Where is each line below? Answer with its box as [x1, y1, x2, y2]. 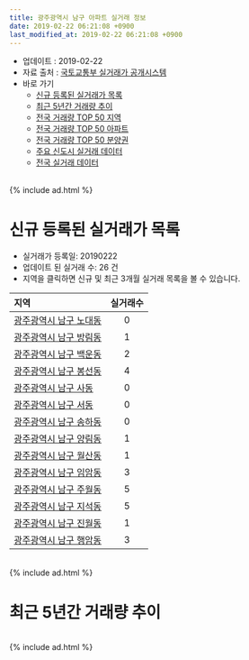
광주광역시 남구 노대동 [13, 315, 102, 327]
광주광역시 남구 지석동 [13, 500, 102, 513]
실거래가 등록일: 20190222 [22, 251, 119, 261]
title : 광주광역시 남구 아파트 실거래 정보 [9, 13, 147, 23]
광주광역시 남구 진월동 [13, 518, 102, 530]
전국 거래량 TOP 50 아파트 [35, 124, 129, 134]
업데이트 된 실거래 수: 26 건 [22, 262, 119, 273]
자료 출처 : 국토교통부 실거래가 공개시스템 [22, 67, 167, 78]
